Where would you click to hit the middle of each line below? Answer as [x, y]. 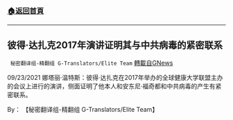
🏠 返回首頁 [26, 10]
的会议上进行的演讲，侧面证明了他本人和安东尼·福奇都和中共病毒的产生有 [112, 86]
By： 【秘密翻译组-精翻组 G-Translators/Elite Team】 [83, 110]
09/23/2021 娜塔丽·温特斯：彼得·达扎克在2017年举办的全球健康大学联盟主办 [115, 78]
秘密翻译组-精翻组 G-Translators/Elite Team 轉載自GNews [92, 63]
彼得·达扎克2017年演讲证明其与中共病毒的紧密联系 [115, 45]
